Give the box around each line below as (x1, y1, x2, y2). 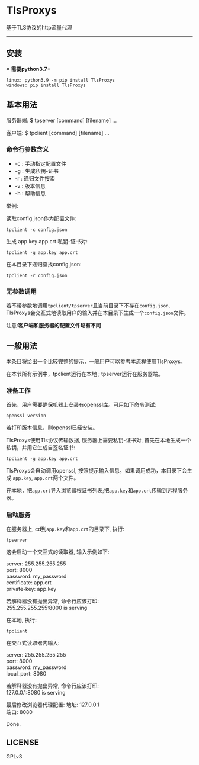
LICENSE (6, 737, 40, 747)
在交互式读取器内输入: (6, 639, 60, 646)
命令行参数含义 (6, 146, 49, 154)
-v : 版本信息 (14, 182, 46, 189)
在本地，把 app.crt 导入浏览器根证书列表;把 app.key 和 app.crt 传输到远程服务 (6, 487, 188, 494)
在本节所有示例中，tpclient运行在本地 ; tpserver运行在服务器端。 (6, 370, 164, 377)
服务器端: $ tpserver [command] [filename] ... (6, 117, 117, 124)
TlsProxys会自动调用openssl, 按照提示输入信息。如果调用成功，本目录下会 (6, 467, 188, 474)
